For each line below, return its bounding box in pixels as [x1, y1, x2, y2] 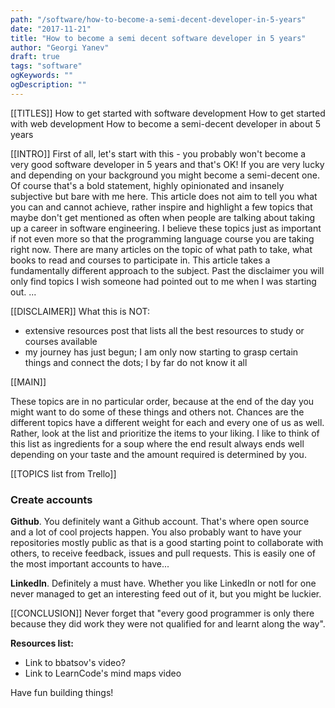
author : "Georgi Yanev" [10, 42, 110, 53]
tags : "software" [10, 61, 83, 71]
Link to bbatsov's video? [24, 657, 126, 669]
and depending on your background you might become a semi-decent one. [10, 169, 320, 181]
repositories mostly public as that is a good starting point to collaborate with [10, 537, 324, 549]
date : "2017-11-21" [10, 24, 92, 34]
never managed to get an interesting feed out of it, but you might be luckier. [10, 588, 322, 600]
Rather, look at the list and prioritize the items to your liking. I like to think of [10, 427, 320, 439]
